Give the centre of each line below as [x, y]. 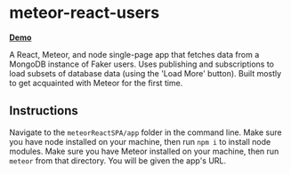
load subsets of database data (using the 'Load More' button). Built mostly [145, 73]
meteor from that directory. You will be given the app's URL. [118, 160]
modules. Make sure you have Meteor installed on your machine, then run [144, 151]
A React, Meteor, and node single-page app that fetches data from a [134, 54]
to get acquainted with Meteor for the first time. [96, 83]
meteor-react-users [85, 13]
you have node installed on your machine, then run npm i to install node [140, 141]
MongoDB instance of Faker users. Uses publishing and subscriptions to [141, 64]
